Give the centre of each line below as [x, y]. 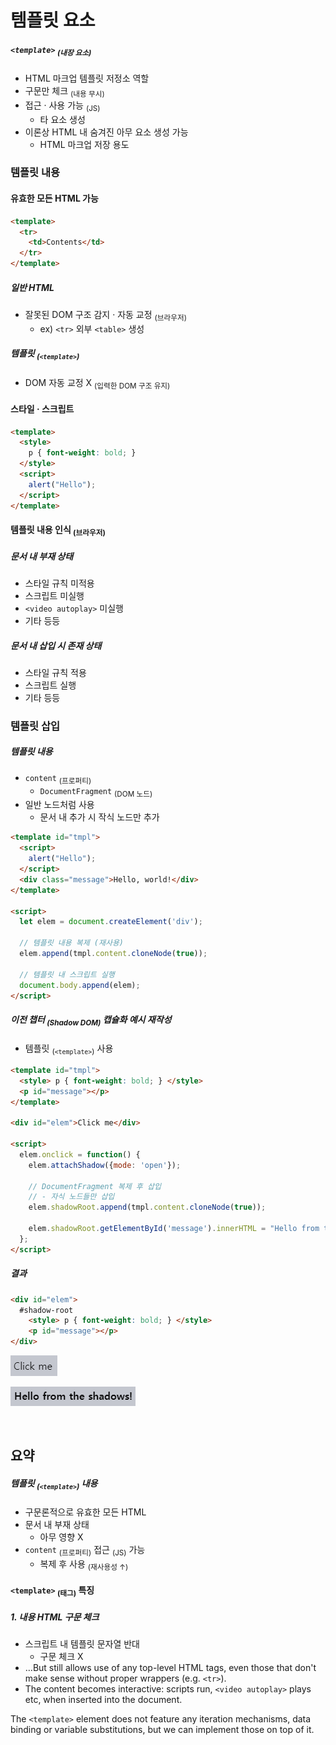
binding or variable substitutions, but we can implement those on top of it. [162, 1730]
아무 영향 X [61, 1537]
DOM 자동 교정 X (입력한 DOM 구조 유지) [97, 383]
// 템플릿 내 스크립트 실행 [67, 974]
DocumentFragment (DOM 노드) [96, 792]
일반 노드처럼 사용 [59, 805]
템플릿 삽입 [35, 726]
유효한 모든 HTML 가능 [54, 198]
